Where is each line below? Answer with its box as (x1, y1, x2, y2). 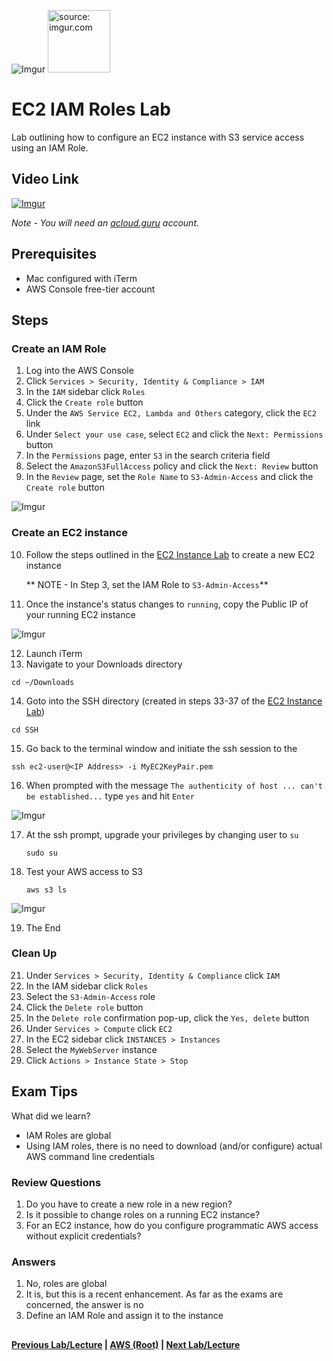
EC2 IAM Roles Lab (11, 98, 172, 121)
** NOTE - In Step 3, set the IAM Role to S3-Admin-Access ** (25, 578, 269, 590)
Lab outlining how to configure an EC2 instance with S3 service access (11, 131, 305, 143)
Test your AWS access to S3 (25, 865, 144, 877)
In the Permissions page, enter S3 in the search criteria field (25, 450, 271, 462)
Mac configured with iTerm (25, 272, 138, 284)
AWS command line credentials (25, 1150, 155, 1162)
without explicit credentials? (25, 1230, 142, 1242)
